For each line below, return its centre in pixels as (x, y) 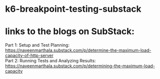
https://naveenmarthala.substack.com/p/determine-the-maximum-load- (78, 51)
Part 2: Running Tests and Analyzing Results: (50, 61)
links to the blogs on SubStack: (70, 32)
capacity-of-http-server (29, 55)
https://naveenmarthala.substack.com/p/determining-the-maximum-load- (80, 66)
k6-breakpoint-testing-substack (73, 9)
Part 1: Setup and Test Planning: (37, 45)
